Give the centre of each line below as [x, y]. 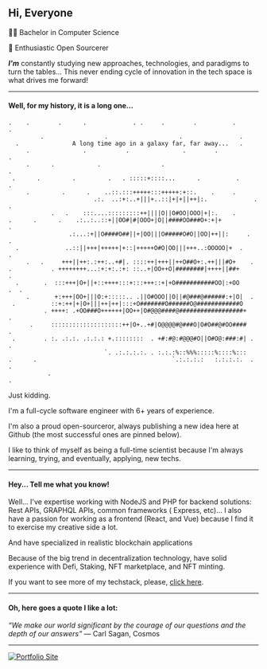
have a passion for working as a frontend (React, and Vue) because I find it [131, 519]
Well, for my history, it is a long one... [71, 106]
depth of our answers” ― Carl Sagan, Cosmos [84, 634]
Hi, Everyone [41, 13]
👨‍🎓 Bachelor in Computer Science [64, 32]
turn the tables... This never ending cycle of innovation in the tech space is [130, 72]
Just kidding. [29, 395]
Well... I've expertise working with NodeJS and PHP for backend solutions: [130, 502]
